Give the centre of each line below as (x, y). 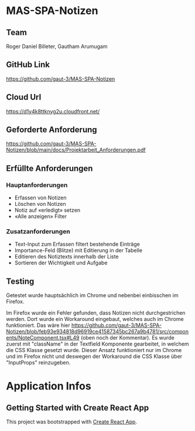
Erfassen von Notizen (40, 198)
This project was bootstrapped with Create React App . (72, 422)
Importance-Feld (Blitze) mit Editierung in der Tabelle (78, 250)
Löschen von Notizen (40, 204)
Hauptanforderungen (37, 185)
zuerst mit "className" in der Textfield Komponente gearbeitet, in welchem (97, 344)
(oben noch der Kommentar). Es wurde (127, 338)
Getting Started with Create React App (78, 408)
